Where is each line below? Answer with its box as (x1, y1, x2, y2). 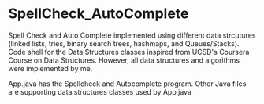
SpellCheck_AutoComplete (8, 5, 189, 23)
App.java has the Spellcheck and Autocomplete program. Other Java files (8, 79, 247, 88)
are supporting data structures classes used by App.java (8, 87, 191, 96)
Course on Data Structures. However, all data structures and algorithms (8, 56, 240, 65)
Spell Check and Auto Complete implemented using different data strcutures (8, 30, 256, 40)
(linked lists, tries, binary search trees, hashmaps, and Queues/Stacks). (8, 38, 240, 48)
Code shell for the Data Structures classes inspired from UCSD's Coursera (8, 47, 250, 56)
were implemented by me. (8, 63, 93, 73)
